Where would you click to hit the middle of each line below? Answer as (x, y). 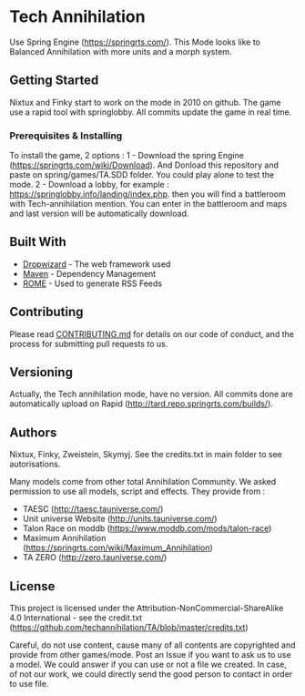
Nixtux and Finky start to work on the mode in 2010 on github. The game (145, 102)
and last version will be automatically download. (99, 214)
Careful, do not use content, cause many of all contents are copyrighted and (152, 645)
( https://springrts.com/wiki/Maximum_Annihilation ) (118, 548)
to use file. (29, 684)
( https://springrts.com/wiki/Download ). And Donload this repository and (144, 165)
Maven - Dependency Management (89, 273)
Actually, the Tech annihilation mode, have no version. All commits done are (151, 394)
